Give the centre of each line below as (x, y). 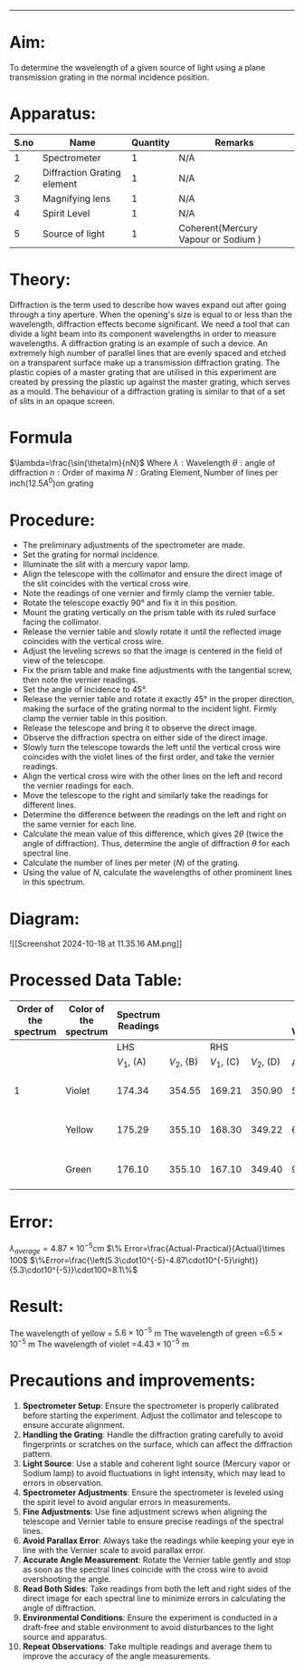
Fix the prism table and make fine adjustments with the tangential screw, (157, 671)
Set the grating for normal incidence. (91, 555)
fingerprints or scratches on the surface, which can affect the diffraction (157, 1444)
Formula (41, 438)
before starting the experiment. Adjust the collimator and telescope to (152, 1415)
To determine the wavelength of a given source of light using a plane (138, 67)
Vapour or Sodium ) (220, 239)
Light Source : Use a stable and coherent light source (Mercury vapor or (157, 1463)
